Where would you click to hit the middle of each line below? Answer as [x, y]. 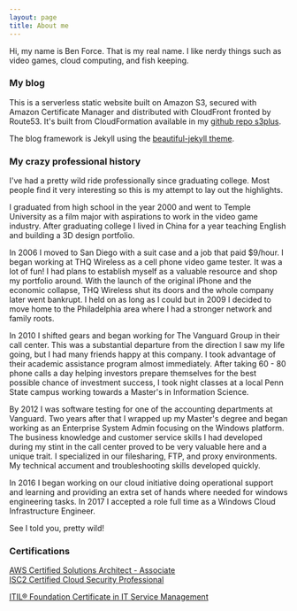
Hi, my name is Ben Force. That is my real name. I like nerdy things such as [145, 50]
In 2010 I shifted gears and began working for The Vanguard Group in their [145, 336]
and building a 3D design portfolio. [72, 236]
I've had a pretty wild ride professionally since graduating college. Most [140, 181]
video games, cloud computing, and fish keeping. [99, 60]
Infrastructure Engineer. [52, 511]
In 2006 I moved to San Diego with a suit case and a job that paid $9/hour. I [147, 252]
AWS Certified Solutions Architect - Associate [92, 570]
